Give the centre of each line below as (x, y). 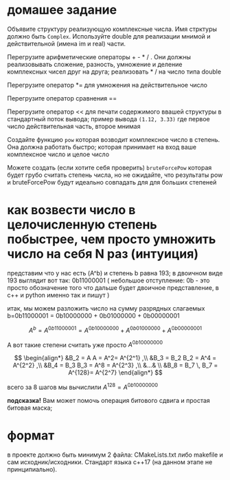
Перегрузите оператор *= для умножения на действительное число (107, 85)
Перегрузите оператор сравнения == (62, 98)
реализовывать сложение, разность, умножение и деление (95, 64)
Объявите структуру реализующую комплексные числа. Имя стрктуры (112, 29)
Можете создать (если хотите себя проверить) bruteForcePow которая (110, 167)
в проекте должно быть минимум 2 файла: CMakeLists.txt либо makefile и (115, 455)
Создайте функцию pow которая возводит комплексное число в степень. (114, 139)
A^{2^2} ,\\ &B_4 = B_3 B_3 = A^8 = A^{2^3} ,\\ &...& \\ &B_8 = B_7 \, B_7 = (115, 365)
